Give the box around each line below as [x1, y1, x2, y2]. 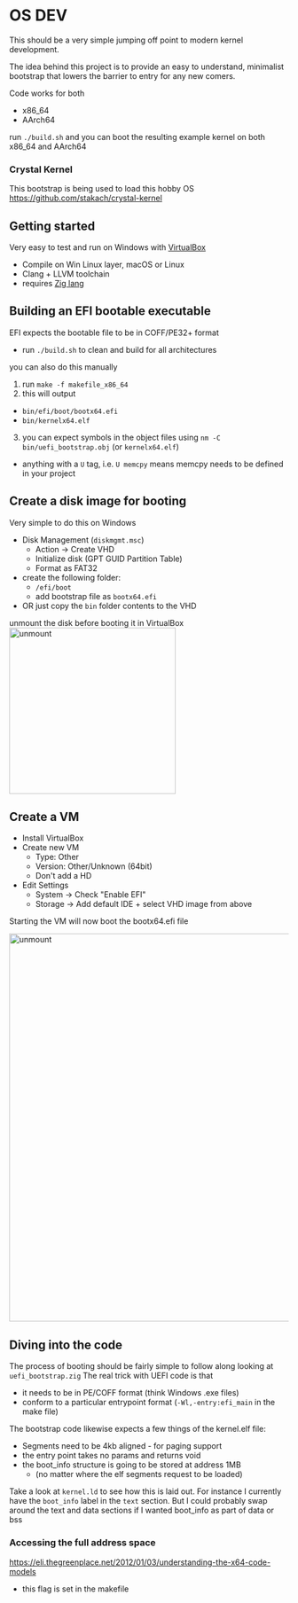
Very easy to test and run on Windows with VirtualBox [9, 242, 207, 253]
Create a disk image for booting [9, 494, 187, 509]
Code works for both [9, 88, 85, 98]
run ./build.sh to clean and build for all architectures [21, 344, 217, 355]
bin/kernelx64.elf [21, 416, 90, 426]
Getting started [9, 218, 96, 233]
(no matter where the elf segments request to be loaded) [35, 1469, 243, 1480]
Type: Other [35, 852, 80, 863]
